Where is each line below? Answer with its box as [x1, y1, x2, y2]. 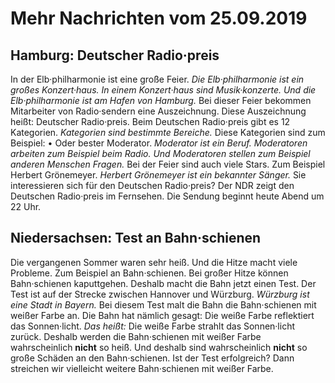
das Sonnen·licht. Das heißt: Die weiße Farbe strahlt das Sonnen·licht [10, 320, 296, 332]
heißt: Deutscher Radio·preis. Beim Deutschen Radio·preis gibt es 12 [10, 116, 291, 127]
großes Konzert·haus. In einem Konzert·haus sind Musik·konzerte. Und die [10, 84, 317, 96]
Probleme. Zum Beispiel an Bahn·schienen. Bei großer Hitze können [10, 267, 289, 279]
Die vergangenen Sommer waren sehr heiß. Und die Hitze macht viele [10, 256, 298, 268]
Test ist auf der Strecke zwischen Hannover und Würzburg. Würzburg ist [10, 288, 310, 300]
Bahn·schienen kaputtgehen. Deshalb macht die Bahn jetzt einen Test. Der [10, 277, 317, 289]
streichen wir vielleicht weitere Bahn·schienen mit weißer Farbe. [10, 362, 274, 374]
